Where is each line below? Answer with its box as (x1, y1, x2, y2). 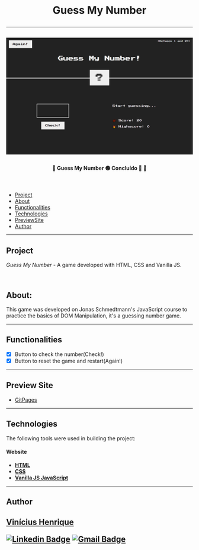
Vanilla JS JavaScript (14, 474, 69, 481)
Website (6, 449, 27, 456)
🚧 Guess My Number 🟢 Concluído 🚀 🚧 (52, 164, 147, 171)
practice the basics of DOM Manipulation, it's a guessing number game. (6, 312, 182, 319)
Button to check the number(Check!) (14, 351, 105, 358)
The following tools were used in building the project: (6, 434, 136, 442)
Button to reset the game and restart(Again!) (14, 357, 123, 364)
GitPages (14, 396, 37, 403)
